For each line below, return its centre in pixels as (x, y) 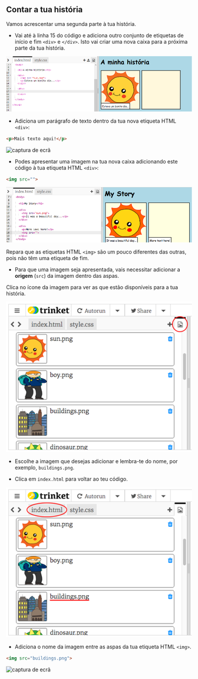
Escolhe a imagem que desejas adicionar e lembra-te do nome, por (96, 461)
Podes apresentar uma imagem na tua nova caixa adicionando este (96, 161)
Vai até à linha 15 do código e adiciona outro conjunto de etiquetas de (99, 35)
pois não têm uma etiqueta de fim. (48, 258)
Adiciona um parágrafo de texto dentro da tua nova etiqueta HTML (95, 121)
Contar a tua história (44, 10)
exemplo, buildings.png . (44, 468)
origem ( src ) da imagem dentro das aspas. (67, 276)
